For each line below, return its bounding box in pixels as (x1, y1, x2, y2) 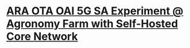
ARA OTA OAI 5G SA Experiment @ (6, 4, 184, 18)
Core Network (6, 30, 78, 43)
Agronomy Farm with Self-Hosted (6, 17, 179, 31)
